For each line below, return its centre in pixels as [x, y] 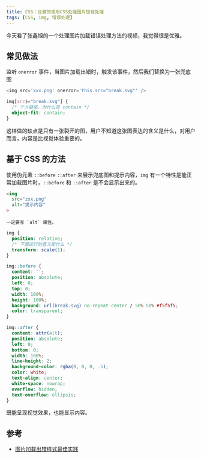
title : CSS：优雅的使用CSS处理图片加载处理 [55, 12]
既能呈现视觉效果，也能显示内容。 [48, 413]
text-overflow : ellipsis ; [44, 395]
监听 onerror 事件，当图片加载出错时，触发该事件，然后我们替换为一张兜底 [98, 72]
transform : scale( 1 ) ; [39, 250]
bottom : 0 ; [25, 350]
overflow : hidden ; [35, 389]
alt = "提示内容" [29, 205]
